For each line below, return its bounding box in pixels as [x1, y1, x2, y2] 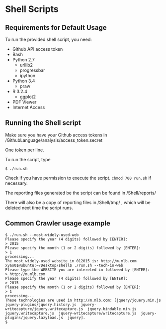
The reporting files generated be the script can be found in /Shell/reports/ [5, 190, 157, 196]
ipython [19, 73, 36, 78]
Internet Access [12, 105, 45, 110]
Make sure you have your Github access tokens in [5, 132, 107, 138]
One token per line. [5, 147, 44, 153]
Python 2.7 [12, 57, 35, 63]
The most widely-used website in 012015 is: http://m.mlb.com [5, 258, 137, 263]
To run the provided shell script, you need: [5, 36, 92, 42]
